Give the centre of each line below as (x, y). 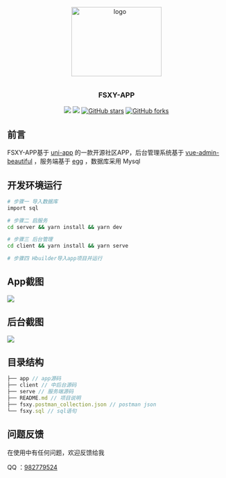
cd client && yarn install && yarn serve (68, 246)
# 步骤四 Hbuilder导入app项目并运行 (55, 259)
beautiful (20, 161)
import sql (23, 208)
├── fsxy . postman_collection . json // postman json (82, 404)
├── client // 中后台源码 (42, 385)
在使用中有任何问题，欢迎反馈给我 (56, 452)
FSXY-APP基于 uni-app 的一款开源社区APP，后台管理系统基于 (96, 153)
